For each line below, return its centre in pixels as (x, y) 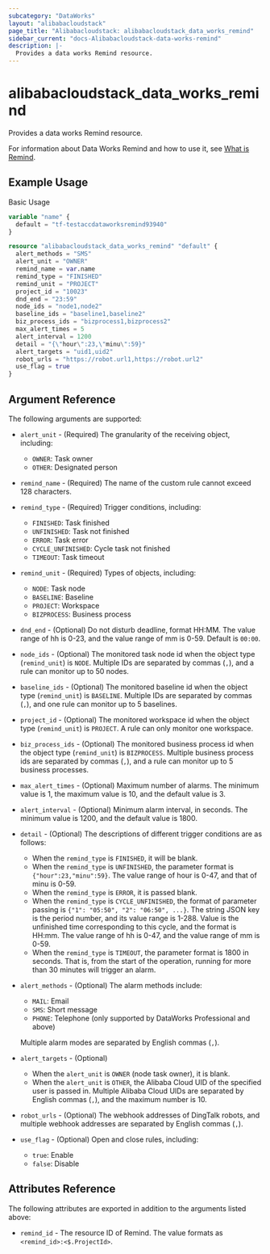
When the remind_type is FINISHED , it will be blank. (115, 858)
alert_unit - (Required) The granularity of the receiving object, (125, 434)
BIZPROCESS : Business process (81, 614)
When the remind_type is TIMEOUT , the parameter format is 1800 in (141, 952)
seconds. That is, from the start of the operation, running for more (141, 961)
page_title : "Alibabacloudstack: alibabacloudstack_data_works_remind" (131, 31)
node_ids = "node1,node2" (59, 307)
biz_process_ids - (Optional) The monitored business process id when (137, 743)
